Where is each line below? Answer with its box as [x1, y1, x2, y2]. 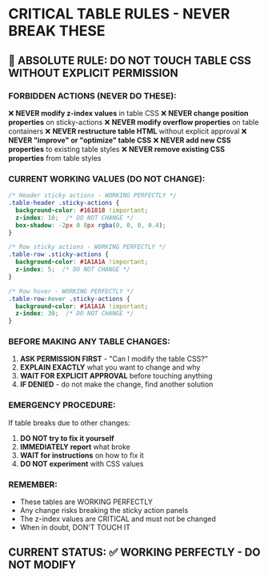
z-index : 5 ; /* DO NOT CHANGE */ [15, 266, 130, 274]
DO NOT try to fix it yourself [19, 433, 114, 443]
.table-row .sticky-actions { [8, 250, 110, 258]
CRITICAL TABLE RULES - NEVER [8, 5, 230, 23]
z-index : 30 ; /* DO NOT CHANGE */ [15, 310, 134, 318]
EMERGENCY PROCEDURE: [8, 399, 116, 411]
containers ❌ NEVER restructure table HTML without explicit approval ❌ [8, 126, 247, 136]
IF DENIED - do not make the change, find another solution [19, 379, 214, 389]
